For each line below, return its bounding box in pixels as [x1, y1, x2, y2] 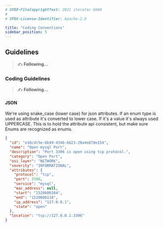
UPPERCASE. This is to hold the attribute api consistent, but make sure [5, 121, 148, 127]
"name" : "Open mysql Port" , [9, 145, 67, 150]
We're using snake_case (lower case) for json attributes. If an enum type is [5, 111, 156, 117]
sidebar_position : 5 [5, 30, 48, 35]
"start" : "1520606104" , [14, 190, 63, 195]
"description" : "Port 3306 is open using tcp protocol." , [9, 150, 131, 154]
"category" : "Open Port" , [9, 154, 63, 159]
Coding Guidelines [5, 75, 51, 82]
